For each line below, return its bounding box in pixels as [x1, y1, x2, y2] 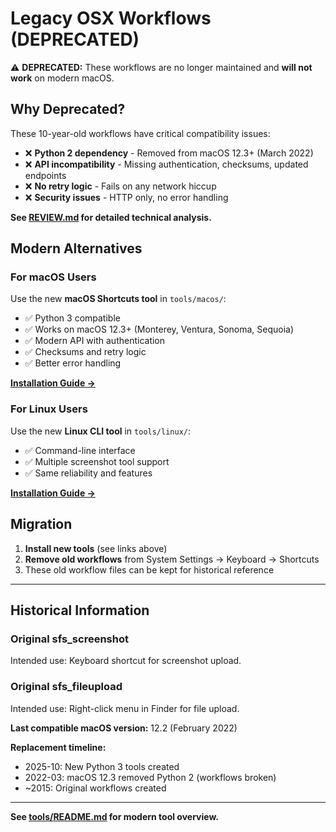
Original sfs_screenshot [10, 632, 129, 646]
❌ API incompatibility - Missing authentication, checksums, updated [24, 158, 309, 170]
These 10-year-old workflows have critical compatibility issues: [10, 127, 271, 139]
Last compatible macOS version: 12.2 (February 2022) [10, 722, 238, 734]
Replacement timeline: [10, 741, 107, 753]
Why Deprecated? [10, 101, 126, 118]
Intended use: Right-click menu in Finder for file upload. [10, 702, 240, 714]
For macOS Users [10, 270, 97, 284]
